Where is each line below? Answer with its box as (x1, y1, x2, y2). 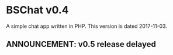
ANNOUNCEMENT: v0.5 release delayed (6, 39, 156, 49)
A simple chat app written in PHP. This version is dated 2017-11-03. (6, 23, 168, 30)
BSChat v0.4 (6, 3, 69, 17)
